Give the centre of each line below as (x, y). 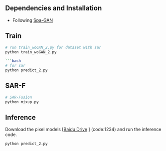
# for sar (15, 66)
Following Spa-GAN (33, 20)
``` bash (13, 61)
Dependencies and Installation (54, 8)
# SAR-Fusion (19, 97)
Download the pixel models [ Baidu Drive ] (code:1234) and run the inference (83, 130)
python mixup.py (22, 102)
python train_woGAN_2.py (31, 52)
